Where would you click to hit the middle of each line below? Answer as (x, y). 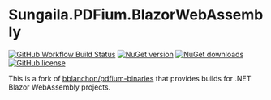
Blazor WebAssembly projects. (60, 87)
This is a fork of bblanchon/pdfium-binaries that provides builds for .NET (130, 78)
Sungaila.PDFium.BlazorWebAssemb (136, 15)
